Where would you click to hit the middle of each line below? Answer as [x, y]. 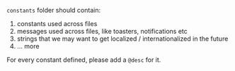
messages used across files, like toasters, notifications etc [102, 31]
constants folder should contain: [53, 10]
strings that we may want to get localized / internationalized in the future [122, 39]
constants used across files [57, 24]
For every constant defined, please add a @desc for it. [84, 60]
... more [28, 46]
